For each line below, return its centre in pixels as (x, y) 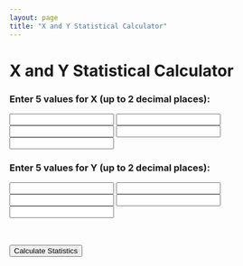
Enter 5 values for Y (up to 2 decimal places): (110, 168)
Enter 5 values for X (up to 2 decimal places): (110, 98)
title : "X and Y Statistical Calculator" (89, 26)
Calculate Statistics (46, 251)
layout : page (34, 18)
